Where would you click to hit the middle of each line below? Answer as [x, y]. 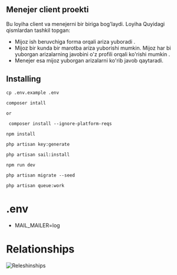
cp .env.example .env [33, 93]
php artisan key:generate [38, 144]
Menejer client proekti [47, 10]
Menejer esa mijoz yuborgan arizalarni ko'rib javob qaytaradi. [89, 60]
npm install [21, 134]
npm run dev [21, 165]
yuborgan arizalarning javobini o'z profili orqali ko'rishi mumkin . [92, 54]
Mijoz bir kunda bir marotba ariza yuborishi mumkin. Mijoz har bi [93, 48]
